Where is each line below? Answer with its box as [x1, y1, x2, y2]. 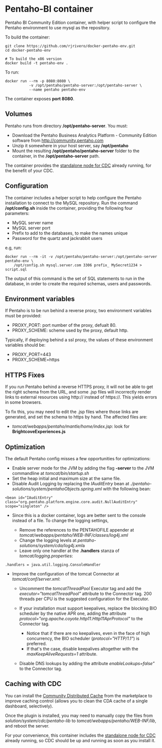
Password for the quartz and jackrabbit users [12, 235, 103, 241]
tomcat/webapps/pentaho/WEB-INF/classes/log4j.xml [19, 532, 129, 538]
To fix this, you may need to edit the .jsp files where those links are [5, 409, 139, 415]
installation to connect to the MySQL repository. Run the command [5, 200, 138, 206]
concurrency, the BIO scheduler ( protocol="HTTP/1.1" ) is [26, 635, 140, 641]
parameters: [5, 210, 30, 216]
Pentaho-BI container [5, 3, 94, 15]
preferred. [26, 641, 47, 647]
